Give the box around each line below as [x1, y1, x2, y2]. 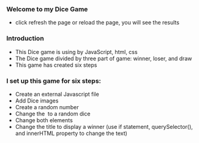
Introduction [6, 34, 44, 43]
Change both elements [15, 116, 73, 124]
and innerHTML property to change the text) [15, 129, 127, 137]
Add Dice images [15, 97, 59, 104]
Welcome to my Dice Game [6, 5, 88, 14]
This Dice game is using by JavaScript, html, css [15, 48, 138, 55]
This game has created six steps [15, 61, 97, 69]
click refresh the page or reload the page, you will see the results [15, 19, 179, 26]
